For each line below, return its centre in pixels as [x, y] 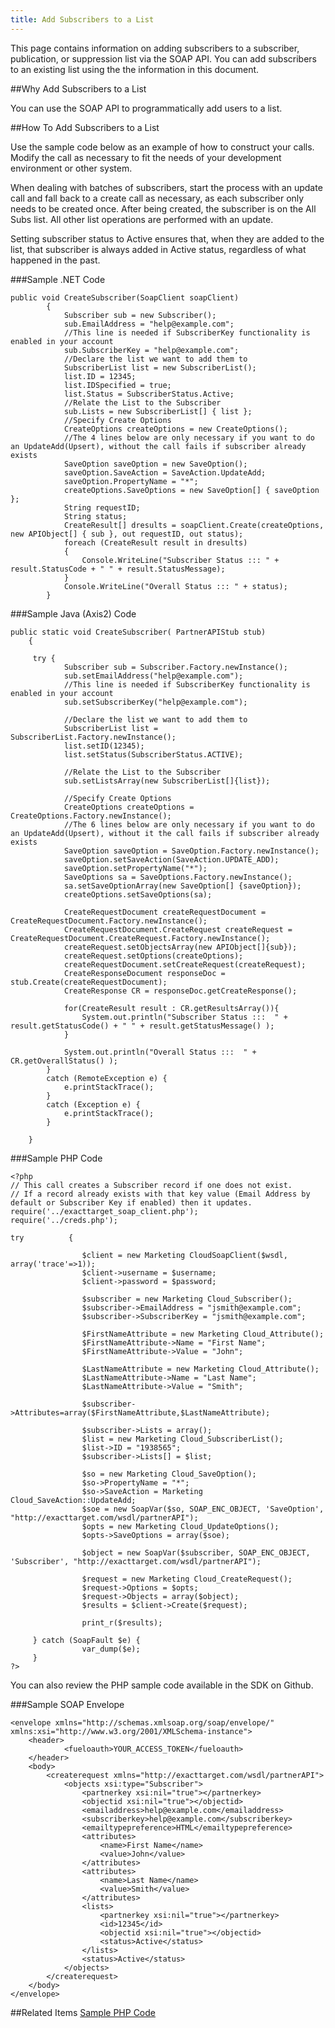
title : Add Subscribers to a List [82, 19]
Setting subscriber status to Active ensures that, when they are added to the [167, 238]
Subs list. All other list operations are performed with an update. [142, 219]
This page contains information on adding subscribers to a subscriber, [155, 48]
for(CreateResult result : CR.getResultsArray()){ [171, 1008]
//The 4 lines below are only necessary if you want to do [189, 437]
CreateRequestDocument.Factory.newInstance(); [109, 921]
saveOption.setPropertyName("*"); [135, 868]
